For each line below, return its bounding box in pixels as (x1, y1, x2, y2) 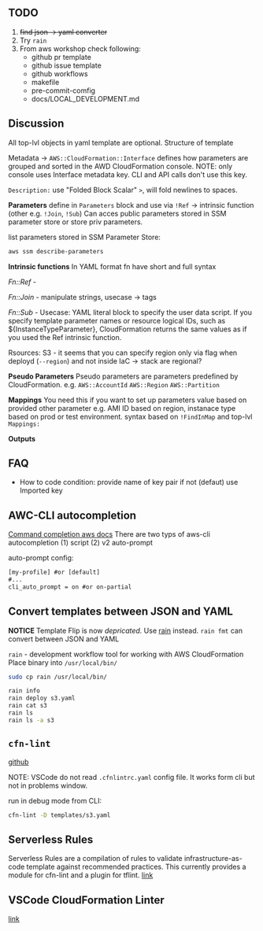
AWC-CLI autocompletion (8, 508, 136, 522)
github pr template (31, 52, 92, 61)
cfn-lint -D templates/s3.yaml (8, 811, 111, 819)
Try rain (19, 35, 47, 45)
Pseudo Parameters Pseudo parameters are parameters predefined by (8, 371, 239, 381)
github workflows (31, 68, 88, 78)
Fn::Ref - (8, 277, 37, 286)
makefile (31, 77, 60, 87)
